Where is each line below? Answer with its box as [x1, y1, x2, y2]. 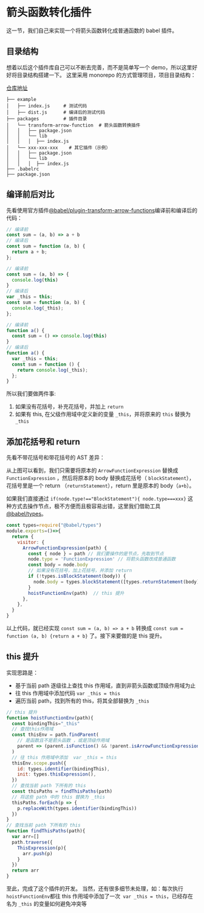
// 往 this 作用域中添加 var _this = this [12, 754, 117, 760]
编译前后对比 [6, 189, 55, 200]
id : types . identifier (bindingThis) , [17, 766, 110, 772]
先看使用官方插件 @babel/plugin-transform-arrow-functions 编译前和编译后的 [6, 206, 198, 213]
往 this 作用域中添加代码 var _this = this [15, 689, 120, 696]
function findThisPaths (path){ [6, 828, 86, 834]
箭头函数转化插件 [6, 5, 92, 19]
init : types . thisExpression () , [17, 771, 97, 777]
